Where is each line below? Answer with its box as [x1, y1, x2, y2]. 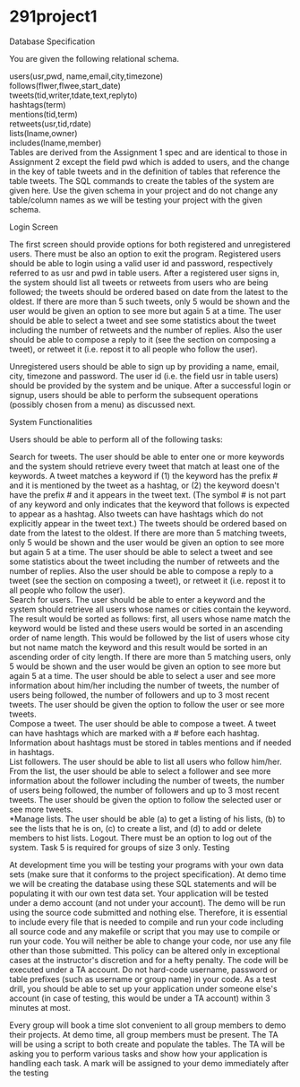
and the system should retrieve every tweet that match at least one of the [9, 460, 280, 472]
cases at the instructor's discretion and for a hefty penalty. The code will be [9, 954, 289, 965]
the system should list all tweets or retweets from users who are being [9, 276, 269, 288]
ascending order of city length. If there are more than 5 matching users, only [9, 651, 292, 662]
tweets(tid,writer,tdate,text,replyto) [9, 90, 138, 100]
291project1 [9, 6, 98, 27]
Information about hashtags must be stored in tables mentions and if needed [9, 737, 292, 748]
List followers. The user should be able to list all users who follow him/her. [9, 756, 282, 767]
